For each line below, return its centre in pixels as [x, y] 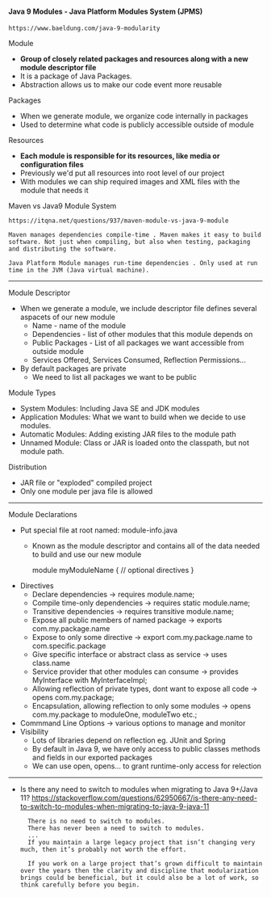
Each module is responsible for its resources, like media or [120, 156]
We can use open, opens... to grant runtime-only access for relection [147, 766]
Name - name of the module [79, 326]
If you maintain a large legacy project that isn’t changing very [142, 843]
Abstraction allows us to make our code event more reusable [121, 85]
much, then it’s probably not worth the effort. [103, 850]
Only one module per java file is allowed [86, 491]
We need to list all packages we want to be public [115, 377]
